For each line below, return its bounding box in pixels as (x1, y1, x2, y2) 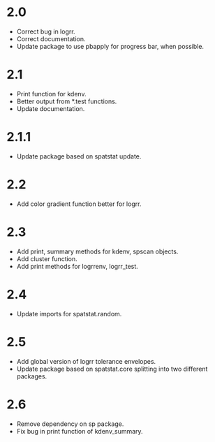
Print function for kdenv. (16, 89, 87, 98)
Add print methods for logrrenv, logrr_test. (16, 262, 139, 270)
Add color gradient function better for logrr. (16, 200, 142, 208)
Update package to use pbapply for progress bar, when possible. (16, 42, 204, 50)
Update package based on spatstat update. (16, 152, 142, 161)
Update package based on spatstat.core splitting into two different (16, 364, 208, 373)
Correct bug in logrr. (16, 27, 75, 36)
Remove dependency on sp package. (16, 420, 124, 428)
